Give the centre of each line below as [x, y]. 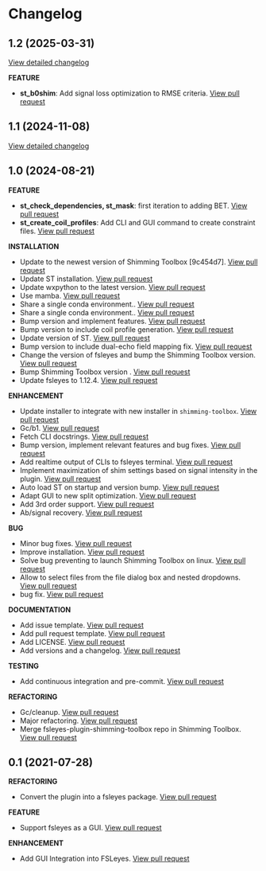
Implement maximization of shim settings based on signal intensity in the [139, 470]
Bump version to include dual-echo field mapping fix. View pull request [136, 346]
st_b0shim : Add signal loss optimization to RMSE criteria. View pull [129, 93]
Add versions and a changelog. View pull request [100, 650]
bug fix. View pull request [62, 594]
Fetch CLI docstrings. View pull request [84, 436]
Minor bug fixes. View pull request [76, 543]
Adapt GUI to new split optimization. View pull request [108, 495]
